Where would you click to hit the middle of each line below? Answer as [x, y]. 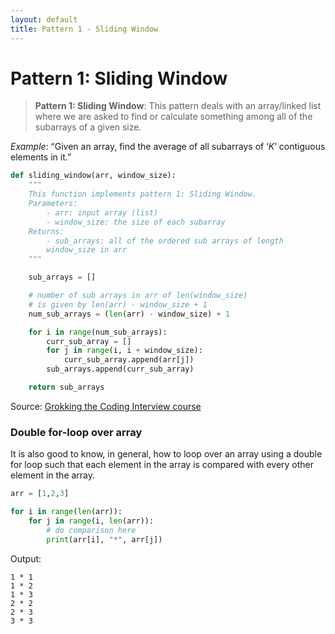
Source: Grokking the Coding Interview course [106, 406]
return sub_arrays [66, 387]
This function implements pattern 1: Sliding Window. [142, 194]
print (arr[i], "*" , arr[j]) [104, 539]
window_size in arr [87, 250]
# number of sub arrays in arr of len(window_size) [138, 296]
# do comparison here [91, 530]
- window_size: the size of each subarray [136, 222]
